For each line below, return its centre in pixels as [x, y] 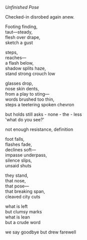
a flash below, [19, 63]
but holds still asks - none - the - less [44, 114]
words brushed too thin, [30, 99]
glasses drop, [19, 83]
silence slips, [18, 160]
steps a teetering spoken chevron [40, 104]
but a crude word [23, 222]
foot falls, [15, 139]
